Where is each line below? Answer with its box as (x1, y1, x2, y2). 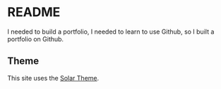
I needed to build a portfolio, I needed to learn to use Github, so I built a (7, 27, 215, 36)
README (7, 4, 61, 20)
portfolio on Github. (7, 34, 64, 43)
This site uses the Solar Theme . (7, 74, 100, 82)
